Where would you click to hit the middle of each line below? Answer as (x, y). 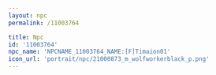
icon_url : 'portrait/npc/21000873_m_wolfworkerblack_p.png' (109, 59)
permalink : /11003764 (44, 23)
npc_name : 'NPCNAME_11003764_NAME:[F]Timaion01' (89, 52)
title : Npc (26, 37)
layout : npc (28, 15)
